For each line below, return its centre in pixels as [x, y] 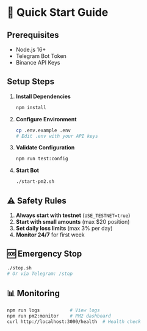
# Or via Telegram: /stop [40, 274]
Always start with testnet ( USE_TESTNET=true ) [73, 215]
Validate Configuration [45, 148]
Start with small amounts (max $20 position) [73, 222]
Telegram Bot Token [41, 56]
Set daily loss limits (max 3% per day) [64, 228]
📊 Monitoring [34, 293]
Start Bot [27, 171]
